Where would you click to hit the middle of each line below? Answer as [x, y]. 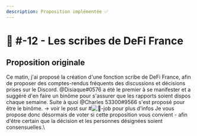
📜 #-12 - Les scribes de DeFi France [95, 41]
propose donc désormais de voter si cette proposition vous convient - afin [97, 114]
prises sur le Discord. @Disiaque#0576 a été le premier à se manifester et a [99, 89]
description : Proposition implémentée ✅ [57, 12]
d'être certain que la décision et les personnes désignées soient [85, 121]
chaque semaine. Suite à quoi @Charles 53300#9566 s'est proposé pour [96, 102]
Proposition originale [46, 63]
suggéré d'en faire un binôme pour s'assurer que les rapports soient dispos [99, 96]
